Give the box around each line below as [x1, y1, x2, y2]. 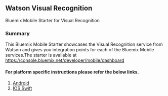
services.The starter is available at [5, 52, 77, 58]
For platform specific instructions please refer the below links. [5, 69, 139, 75]
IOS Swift [12, 85, 32, 91]
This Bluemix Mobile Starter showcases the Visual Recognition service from [5, 41, 163, 47]
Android [12, 80, 29, 86]
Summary [5, 30, 30, 37]
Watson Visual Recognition [5, 4, 93, 13]
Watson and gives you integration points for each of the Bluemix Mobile [5, 47, 154, 53]
